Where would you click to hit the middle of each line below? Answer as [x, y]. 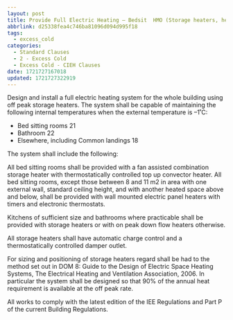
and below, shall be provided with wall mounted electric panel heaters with [114, 197]
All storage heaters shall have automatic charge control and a [95, 238]
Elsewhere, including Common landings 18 [78, 141]
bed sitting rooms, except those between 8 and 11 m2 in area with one [107, 182]
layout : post [26, 14]
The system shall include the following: [63, 154]
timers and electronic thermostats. [56, 204]
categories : [24, 46]
